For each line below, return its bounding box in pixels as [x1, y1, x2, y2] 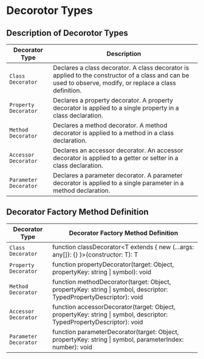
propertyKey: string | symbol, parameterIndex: [52, 335, 184, 343]
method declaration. [53, 186, 110, 195]
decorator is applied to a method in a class [53, 129, 174, 137]
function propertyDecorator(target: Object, [52, 260, 174, 269]
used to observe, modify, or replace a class [53, 79, 176, 87]
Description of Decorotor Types [6, 28, 129, 38]
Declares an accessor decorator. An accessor [53, 146, 183, 155]
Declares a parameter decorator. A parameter [53, 171, 183, 180]
